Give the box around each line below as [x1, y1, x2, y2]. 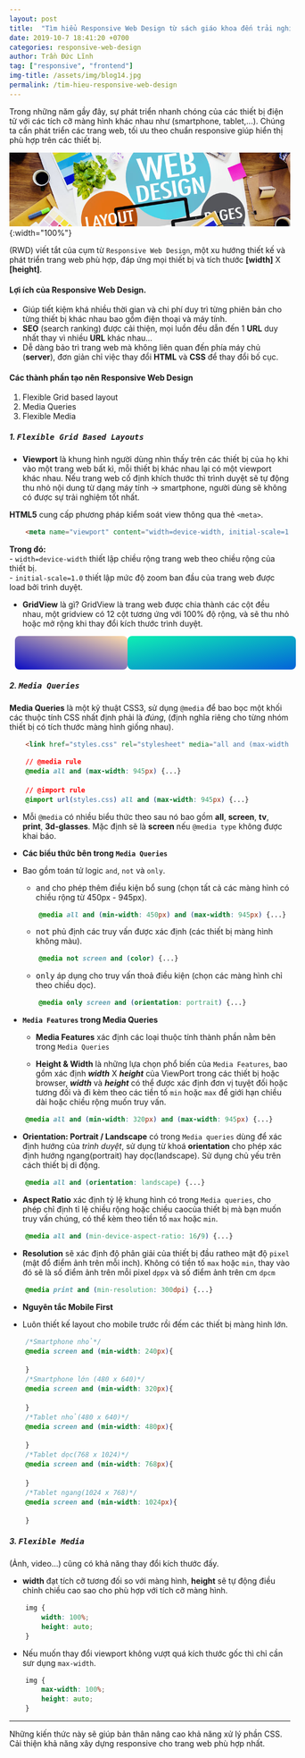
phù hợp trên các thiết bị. [9, 134, 103, 145]
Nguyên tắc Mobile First [21, 1301, 113, 1312]
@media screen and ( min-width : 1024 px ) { [25, 1498, 177, 1507]
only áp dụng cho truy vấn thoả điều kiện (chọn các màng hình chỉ [35, 970, 283, 981]
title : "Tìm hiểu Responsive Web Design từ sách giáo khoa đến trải [9, 23, 274, 33]
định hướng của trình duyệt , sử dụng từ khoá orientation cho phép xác [21, 1141, 283, 1152]
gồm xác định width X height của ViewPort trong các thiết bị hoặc [35, 1069, 280, 1079]
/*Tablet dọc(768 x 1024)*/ [25, 1450, 129, 1459]
